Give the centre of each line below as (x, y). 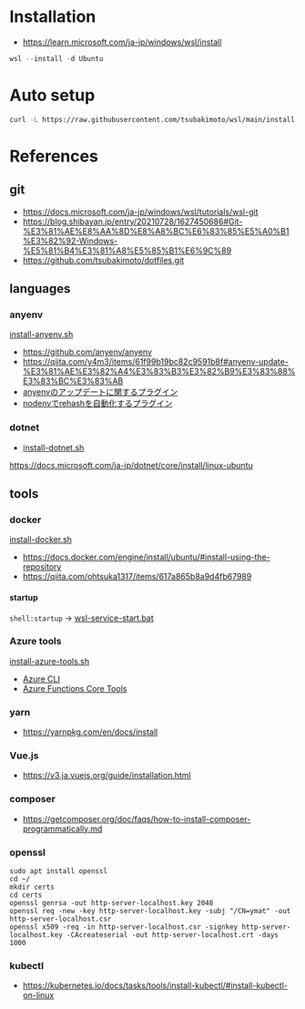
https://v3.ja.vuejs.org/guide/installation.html (107, 776)
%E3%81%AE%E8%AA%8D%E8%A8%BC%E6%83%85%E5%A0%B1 (156, 231)
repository (42, 567)
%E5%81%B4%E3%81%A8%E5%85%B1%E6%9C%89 (127, 250)
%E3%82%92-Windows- (70, 241)
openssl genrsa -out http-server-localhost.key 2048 (112, 903)
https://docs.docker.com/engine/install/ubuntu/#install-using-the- (146, 557)
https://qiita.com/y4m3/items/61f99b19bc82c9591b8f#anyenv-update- (156, 362)
